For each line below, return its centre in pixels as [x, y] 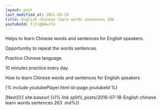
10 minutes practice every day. [37, 68]
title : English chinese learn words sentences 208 [60, 19]
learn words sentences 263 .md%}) [42, 103]
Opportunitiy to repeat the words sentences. [51, 48]
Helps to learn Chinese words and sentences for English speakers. [75, 39]
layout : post [19, 10]
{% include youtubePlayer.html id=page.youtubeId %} [62, 88]
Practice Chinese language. [34, 58]
